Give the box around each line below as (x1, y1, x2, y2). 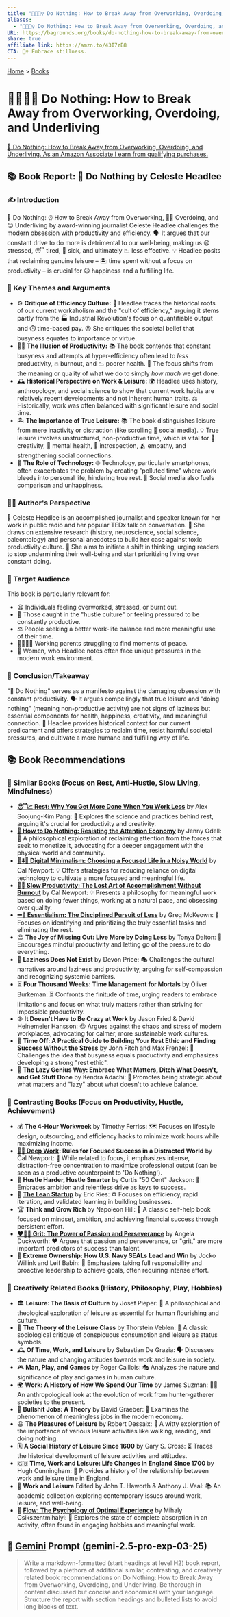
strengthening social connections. (16, 451, 113, 460)
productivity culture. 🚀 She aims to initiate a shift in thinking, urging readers (7, 542, 219, 551)
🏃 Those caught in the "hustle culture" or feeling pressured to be (16, 610, 200, 618)
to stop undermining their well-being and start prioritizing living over (7, 550, 200, 558)
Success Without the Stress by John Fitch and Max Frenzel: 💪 (16, 1044, 194, 1052)
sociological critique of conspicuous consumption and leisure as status (16, 1330, 218, 1339)
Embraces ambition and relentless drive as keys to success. (16, 1183, 186, 1191)
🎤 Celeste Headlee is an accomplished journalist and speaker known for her (7, 514, 221, 522)
